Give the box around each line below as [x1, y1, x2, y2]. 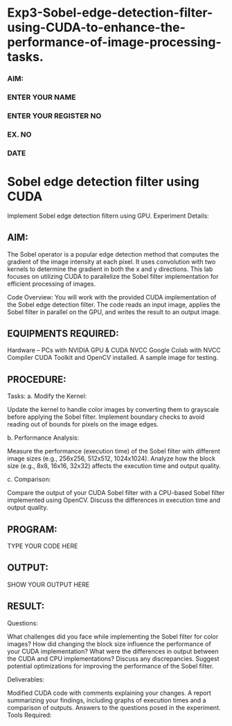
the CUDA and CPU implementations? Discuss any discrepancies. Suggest [7, 654, 220, 663]
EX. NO [7, 130, 32, 139]
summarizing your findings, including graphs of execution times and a [7, 695, 206, 705]
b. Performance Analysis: [7, 433, 80, 442]
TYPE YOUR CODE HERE [7, 542, 78, 550]
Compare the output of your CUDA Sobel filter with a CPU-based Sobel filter [7, 489, 225, 497]
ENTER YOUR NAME [7, 92, 76, 102]
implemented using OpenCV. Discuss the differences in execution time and [7, 496, 220, 504]
